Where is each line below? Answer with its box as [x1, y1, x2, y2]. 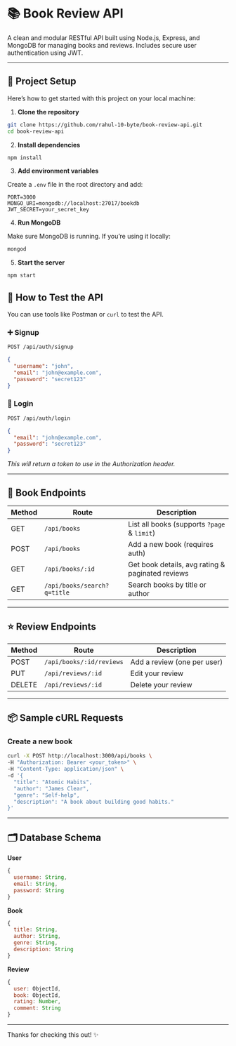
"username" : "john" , [13, 362, 74, 369]
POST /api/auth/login [7, 415, 71, 422]
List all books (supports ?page [128, 519, 225, 529]
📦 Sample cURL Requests [7, 712, 124, 724]
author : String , [13, 933, 61, 940]
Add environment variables [17, 166, 99, 176]
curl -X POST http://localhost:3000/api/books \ [7, 753, 152, 760]
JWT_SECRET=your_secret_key [7, 206, 90, 213]
